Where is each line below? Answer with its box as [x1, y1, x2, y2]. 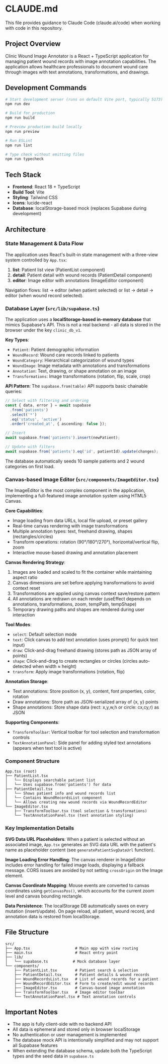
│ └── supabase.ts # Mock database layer [5, 959, 121, 964]
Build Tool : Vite [12, 189, 45, 195]
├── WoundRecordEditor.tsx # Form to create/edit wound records [14, 981, 154, 986]
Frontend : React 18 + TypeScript [12, 184, 80, 190]
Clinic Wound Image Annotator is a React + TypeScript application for [5, 53, 149, 59]
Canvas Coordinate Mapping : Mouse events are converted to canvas [5, 882, 149, 888]
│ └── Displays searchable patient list [5, 778, 96, 783]
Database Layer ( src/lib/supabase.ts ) [5, 305, 100, 312]
